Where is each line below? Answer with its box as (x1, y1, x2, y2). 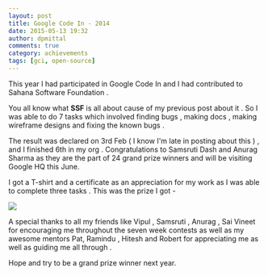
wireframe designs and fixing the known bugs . (8, 120, 165, 130)
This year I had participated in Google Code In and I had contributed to (8, 78, 244, 89)
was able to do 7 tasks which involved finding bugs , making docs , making (8, 111, 258, 121)
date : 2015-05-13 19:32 (8, 27, 89, 35)
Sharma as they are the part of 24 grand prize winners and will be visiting (8, 153, 253, 162)
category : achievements (8, 49, 89, 57)
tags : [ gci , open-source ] (8, 57, 95, 65)
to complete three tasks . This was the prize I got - (8, 186, 176, 195)
